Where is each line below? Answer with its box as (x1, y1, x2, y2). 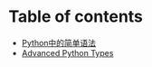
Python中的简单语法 (21, 37, 97, 48)
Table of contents (8, 6, 144, 27)
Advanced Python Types (21, 47, 114, 58)
